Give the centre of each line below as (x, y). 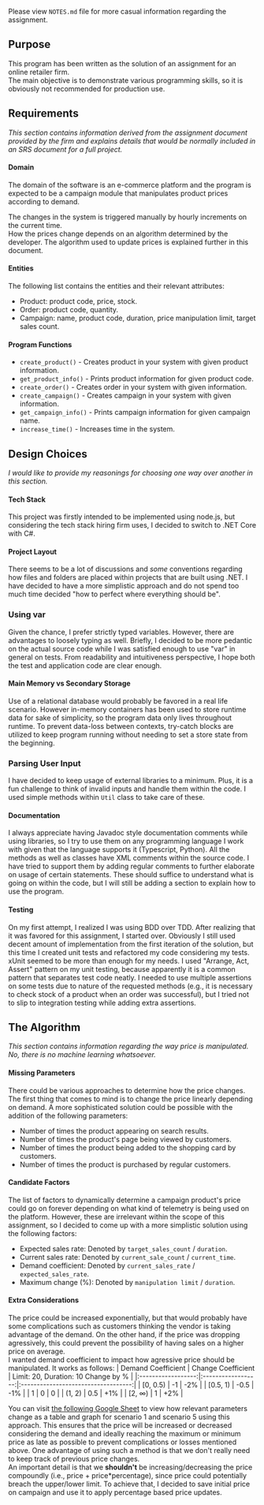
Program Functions (40, 344)
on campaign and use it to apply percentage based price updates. (115, 1492)
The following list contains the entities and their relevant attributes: (116, 286)
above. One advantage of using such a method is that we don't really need (129, 1451)
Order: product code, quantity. (69, 310)
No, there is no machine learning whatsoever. (82, 1055)
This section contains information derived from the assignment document (128, 133)
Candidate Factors (39, 1182)
